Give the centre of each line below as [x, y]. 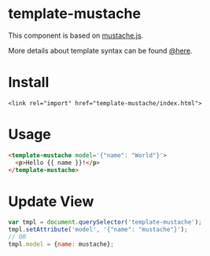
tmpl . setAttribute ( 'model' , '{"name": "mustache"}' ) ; [98, 230]
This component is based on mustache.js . [76, 35]
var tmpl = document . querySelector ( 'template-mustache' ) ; [105, 222]
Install [29, 82]
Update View [51, 201]
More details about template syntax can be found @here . [100, 50]
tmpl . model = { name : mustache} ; [61, 244]
